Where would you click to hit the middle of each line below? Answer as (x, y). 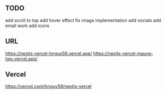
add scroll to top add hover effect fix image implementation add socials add (83, 20)
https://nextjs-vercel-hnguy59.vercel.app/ (49, 53)
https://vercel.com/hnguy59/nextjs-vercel (48, 86)
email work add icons (27, 25)
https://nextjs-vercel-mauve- (123, 53)
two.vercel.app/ (21, 58)
